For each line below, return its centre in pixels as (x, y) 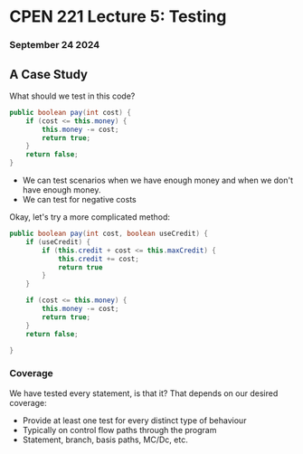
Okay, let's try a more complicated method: (90, 217)
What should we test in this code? (72, 96)
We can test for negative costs (80, 200)
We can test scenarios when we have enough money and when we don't (158, 180)
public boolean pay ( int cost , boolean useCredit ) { (109, 234)
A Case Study (49, 74)
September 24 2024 (55, 45)
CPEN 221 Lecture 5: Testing (118, 17)
